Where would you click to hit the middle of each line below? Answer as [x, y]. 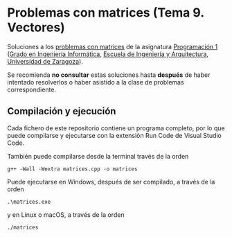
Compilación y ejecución [62, 111]
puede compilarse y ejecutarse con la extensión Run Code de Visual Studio [114, 135]
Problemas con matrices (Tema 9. [106, 13]
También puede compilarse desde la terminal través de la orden [98, 156]
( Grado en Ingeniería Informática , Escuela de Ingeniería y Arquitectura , [108, 54]
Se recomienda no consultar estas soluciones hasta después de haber [109, 75]
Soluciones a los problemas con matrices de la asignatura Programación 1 [113, 46]
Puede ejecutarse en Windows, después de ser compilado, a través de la [111, 182]
